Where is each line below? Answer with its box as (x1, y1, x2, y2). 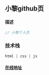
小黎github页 (5, 4, 44, 13)
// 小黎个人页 (5, 30, 30, 35)
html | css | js (5, 54, 37, 59)
